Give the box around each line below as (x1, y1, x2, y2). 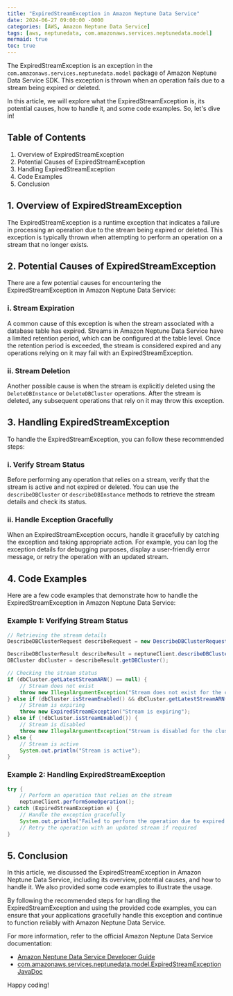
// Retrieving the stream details (7, 632, 107, 639)
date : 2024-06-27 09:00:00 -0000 (7, 17, 104, 24)
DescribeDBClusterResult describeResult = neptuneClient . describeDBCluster (7, 651, 231, 658)
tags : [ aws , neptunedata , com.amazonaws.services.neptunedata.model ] (7, 29, 213, 37)
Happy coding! (7, 981, 50, 989)
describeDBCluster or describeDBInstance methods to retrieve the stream (7, 490, 215, 499)
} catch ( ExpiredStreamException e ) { (7, 805, 119, 812)
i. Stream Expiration (7, 303, 75, 313)
